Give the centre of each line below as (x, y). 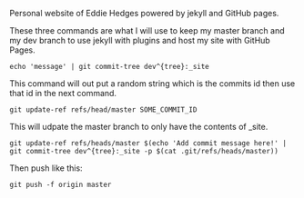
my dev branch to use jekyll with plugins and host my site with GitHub (140, 40)
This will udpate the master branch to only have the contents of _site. (139, 127)
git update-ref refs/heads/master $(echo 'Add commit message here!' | (148, 144)
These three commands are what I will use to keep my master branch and (147, 30)
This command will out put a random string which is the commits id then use (152, 84)
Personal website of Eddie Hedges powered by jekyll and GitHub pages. (144, 13)
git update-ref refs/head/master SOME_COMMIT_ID (103, 110)
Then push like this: (46, 168)
